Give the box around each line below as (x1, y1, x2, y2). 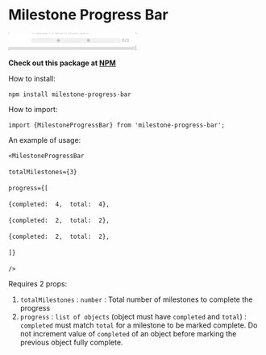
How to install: (8, 73, 56, 83)
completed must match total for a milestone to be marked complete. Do (19, 320, 258, 330)
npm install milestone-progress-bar (8, 90, 131, 98)
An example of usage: (8, 135, 81, 144)
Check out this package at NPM (8, 58, 117, 68)
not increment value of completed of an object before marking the (19, 328, 237, 338)
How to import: (8, 104, 58, 114)
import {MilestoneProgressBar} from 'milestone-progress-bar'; (8, 121, 226, 129)
